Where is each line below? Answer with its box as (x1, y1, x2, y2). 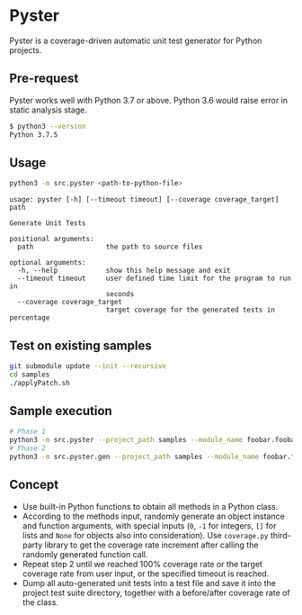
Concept (9, 477, 59, 493)
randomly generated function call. (22, 548, 148, 559)
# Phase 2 (9, 444, 47, 453)
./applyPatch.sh (9, 378, 70, 387)
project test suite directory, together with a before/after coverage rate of (22, 587, 290, 598)
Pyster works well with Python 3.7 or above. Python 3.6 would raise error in (9, 95, 289, 105)
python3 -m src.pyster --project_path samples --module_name (9, 436, 244, 445)
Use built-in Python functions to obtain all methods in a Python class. (22, 501, 279, 511)
